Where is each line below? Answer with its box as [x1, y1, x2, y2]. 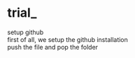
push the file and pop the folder [7, 43, 99, 51]
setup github [7, 28, 44, 36]
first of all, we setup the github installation [7, 35, 128, 43]
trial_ [7, 5, 37, 21]
